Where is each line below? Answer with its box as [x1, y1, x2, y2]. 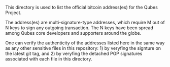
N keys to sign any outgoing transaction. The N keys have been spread [5, 25, 153, 31]
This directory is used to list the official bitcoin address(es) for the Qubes [5, 5, 158, 10]
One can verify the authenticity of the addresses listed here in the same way [5, 40, 165, 46]
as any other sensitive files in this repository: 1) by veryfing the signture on [5, 45, 161, 51]
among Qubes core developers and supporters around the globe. [5, 30, 142, 36]
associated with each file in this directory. [5, 56, 92, 62]
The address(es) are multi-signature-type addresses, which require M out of [5, 20, 165, 25]
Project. [5, 10, 22, 16]
